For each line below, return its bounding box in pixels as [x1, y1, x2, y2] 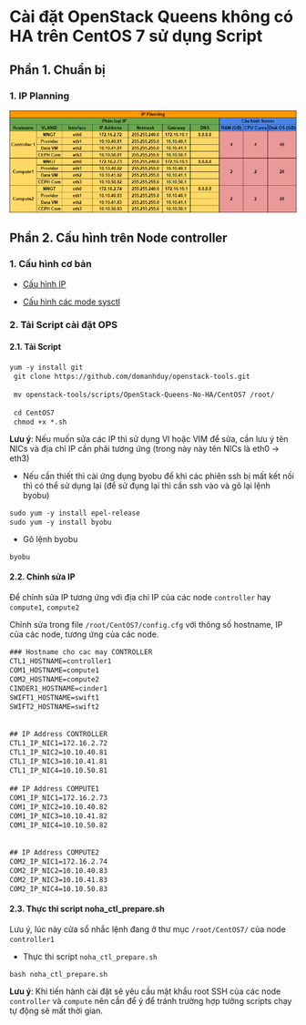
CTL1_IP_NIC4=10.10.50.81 [9, 765, 107, 775]
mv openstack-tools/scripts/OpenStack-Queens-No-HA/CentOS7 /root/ [13, 390, 275, 399]
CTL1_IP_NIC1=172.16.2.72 [9, 738, 107, 748]
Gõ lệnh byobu [22, 533, 78, 544]
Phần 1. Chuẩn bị [9, 62, 107, 77]
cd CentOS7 [13, 408, 55, 417]
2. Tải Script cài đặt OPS [9, 319, 118, 332]
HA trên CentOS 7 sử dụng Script [9, 26, 263, 46]
